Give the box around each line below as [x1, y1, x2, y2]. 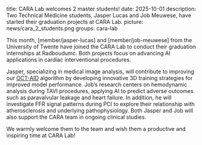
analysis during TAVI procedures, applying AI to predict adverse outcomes [6, 87, 194, 94]
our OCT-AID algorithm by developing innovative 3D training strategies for [6, 75, 193, 81]
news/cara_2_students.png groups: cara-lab [6, 24, 118, 32]
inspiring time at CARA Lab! [6, 132, 75, 139]
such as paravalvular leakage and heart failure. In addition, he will [6, 94, 172, 101]
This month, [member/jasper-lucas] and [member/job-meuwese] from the [6, 37, 192, 43]
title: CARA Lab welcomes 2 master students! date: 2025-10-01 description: [6, 6, 196, 12]
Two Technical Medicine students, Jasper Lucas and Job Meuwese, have [6, 12, 192, 19]
